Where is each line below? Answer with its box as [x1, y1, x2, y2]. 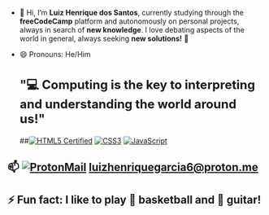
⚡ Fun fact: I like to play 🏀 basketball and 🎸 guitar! [7, 193, 262, 207]
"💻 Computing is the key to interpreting [19, 77, 255, 93]
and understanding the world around [19, 96, 237, 112]
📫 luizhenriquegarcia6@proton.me [7, 160, 258, 174]
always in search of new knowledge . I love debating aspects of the [19, 25, 245, 34]
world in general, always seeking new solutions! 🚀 [19, 33, 189, 43]
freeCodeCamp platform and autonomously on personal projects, [19, 16, 240, 26]
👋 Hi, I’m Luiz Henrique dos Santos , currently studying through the [19, 8, 245, 17]
